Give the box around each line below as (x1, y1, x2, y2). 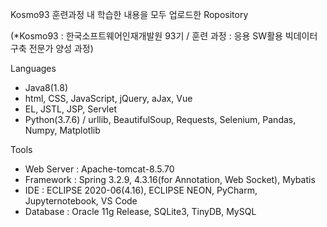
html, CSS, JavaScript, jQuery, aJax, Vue (24, 93, 193, 104)
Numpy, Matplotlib (24, 124, 101, 136)
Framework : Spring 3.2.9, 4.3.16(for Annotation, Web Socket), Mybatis (24, 174, 316, 185)
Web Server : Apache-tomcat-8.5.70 (24, 163, 175, 175)
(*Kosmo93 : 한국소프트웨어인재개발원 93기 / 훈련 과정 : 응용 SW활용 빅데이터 (10, 30, 318, 42)
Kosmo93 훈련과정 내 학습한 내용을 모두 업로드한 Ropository (10, 9, 249, 20)
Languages (10, 63, 57, 74)
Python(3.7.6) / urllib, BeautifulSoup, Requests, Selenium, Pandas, (24, 114, 297, 125)
